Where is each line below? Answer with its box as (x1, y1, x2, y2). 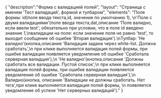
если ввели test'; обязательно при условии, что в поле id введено (5, 25, 144, 31)
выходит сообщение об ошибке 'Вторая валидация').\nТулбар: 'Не (5, 35, 145, 41)
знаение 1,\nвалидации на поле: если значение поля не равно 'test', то (5, 30, 154, 36)
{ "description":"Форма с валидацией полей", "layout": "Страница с (5, 4, 146, 10)
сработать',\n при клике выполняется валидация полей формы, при (5, 46, 148, 51)
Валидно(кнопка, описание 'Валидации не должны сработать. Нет (5, 77, 145, 83)
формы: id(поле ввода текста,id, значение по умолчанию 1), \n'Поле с (5, 15, 153, 20)
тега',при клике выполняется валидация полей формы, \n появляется (5, 82, 151, 88)
